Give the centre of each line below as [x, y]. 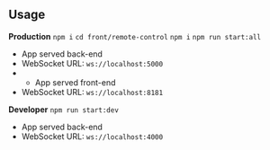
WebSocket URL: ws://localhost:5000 [92, 63]
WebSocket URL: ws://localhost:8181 [92, 92]
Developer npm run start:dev [63, 109]
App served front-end [75, 82]
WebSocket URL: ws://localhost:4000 [92, 136]
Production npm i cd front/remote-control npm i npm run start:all [135, 36]
